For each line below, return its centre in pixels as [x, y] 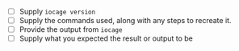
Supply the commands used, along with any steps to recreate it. [125, 21]
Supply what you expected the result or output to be [106, 38]
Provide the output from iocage [71, 29]
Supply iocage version [57, 12]
